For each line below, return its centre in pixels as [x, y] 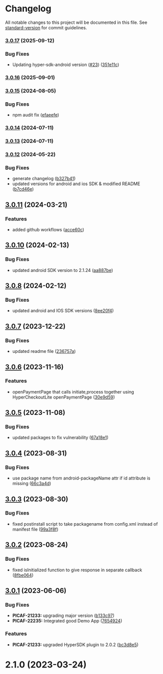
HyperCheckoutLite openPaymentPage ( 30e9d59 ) [64, 397]
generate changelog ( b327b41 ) [44, 179]
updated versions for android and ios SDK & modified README [76, 184]
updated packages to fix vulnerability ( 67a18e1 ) [60, 438]
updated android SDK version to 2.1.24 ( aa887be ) [63, 270]
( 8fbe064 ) [23, 575]
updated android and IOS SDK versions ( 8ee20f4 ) [63, 311]
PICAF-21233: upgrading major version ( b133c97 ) [63, 615]
